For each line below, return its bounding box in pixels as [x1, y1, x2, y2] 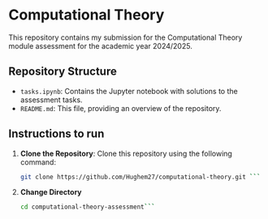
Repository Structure [8, 65, 118, 79]
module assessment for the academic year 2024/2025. [8, 41, 192, 50]
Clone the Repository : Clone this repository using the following [19, 148, 233, 158]
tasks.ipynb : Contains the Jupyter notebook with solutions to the [19, 86, 238, 96]
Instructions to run [8, 127, 105, 141]
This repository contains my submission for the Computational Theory [8, 32, 243, 42]
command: [19, 157, 57, 167]
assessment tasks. [19, 95, 83, 105]
